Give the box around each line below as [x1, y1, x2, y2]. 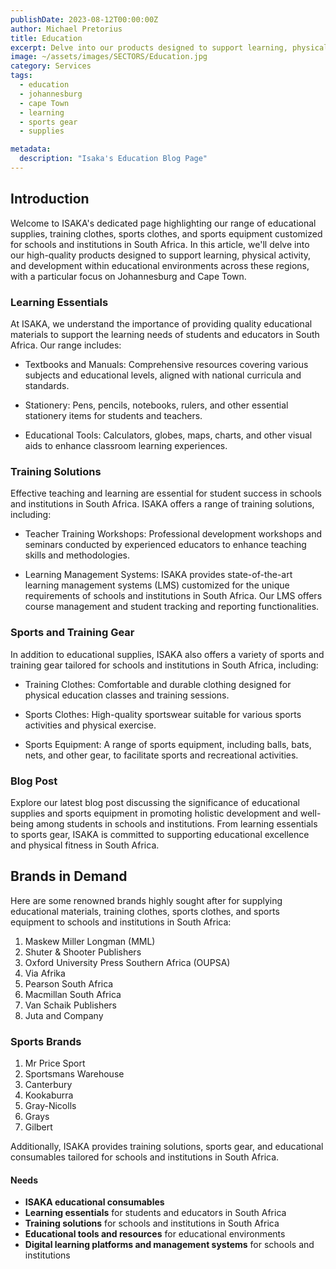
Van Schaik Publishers [24, 999, 118, 1011]
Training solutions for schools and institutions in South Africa [24, 1217, 280, 1230]
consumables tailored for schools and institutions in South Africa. [10, 1151, 280, 1163]
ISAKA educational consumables [24, 1196, 165, 1208]
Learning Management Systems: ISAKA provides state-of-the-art [24, 569, 293, 581]
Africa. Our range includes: [10, 339, 122, 351]
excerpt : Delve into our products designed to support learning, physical [10, 42, 329, 53]
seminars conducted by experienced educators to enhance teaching [24, 539, 307, 551]
